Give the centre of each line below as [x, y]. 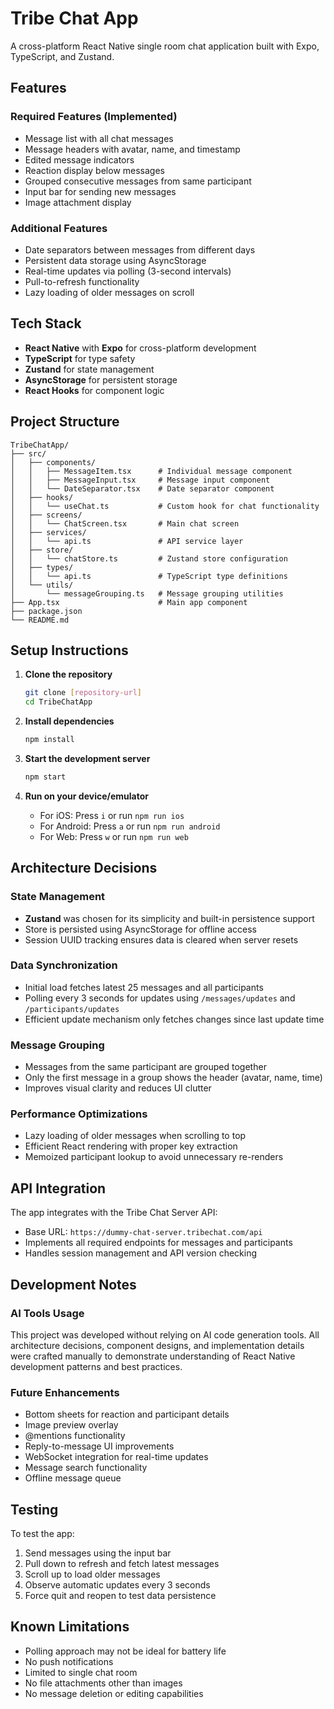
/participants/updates [72, 1009]
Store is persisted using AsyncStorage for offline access [140, 929]
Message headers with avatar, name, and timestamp [132, 149]
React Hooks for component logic [94, 390]
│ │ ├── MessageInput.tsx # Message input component [140, 480]
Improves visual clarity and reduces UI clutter [118, 1088]
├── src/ [28, 453]
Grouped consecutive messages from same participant [138, 181]
